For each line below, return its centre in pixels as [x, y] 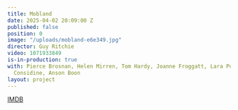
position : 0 [25, 33]
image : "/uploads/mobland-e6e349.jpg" [64, 40]
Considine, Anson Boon [47, 73]
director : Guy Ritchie [41, 47]
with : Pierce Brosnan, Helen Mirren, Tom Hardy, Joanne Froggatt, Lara [115, 66]
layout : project [31, 79]
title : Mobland [30, 14]
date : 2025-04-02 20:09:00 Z [50, 20]
